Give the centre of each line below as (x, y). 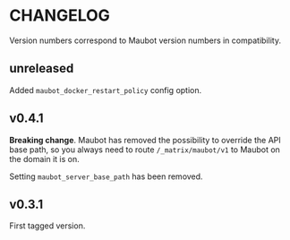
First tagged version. (47, 226)
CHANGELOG (60, 16)
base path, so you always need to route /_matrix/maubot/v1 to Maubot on (145, 150)
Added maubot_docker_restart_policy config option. (106, 90)
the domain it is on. (44, 159)
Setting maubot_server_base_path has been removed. (106, 176)
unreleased (42, 69)
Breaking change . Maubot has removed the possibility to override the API (145, 140)
